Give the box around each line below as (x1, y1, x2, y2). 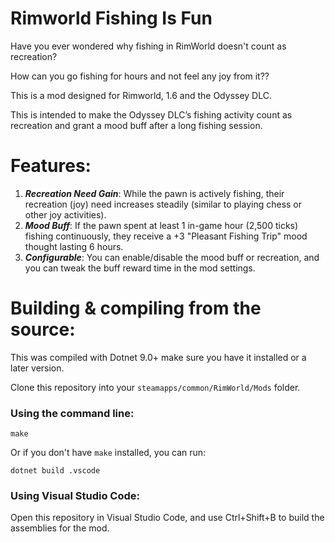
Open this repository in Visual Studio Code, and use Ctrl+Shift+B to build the (10, 512, 325, 524)
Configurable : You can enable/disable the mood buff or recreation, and (24, 251, 320, 263)
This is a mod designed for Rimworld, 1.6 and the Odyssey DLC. (10, 89, 272, 101)
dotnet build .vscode (10, 466, 101, 476)
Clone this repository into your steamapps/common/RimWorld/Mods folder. (10, 381, 301, 393)
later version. (10, 362, 65, 374)
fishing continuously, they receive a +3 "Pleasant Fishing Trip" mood (24, 230, 308, 242)
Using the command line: (10, 406, 135, 420)
